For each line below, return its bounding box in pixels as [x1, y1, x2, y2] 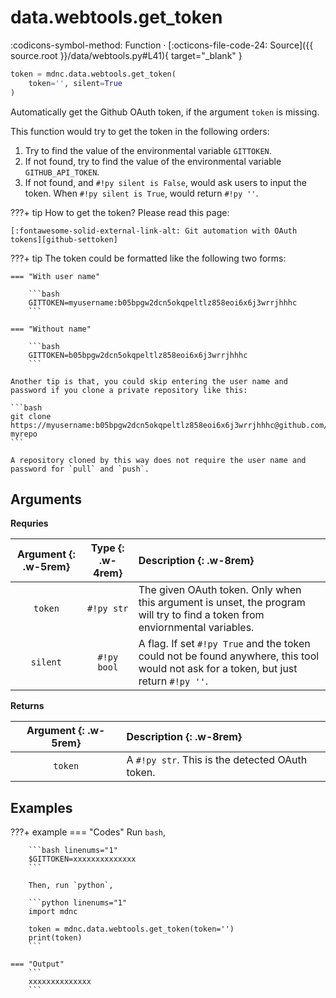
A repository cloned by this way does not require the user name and [10, 455, 307, 465]
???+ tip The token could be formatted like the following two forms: [10, 252, 287, 264]
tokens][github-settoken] [10, 234, 118, 245]
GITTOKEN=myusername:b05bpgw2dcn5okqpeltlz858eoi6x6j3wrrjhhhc [28, 297, 298, 308]
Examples [10, 799, 73, 816]
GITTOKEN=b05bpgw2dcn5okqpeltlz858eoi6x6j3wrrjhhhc [28, 350, 248, 360]
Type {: [90, 541, 125, 555]
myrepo [10, 429, 38, 439]
